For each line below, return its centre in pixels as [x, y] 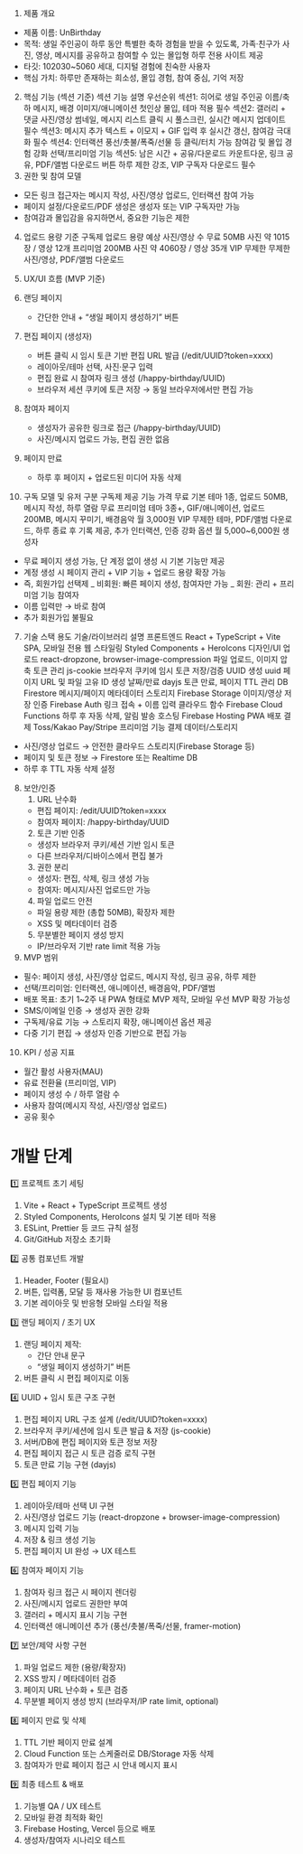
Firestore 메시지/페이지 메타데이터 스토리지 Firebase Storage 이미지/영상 [153, 693]
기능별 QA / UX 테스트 [62, 1806]
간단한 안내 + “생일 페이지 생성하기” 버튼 [108, 317]
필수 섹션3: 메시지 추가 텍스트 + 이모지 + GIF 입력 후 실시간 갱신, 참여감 [148, 131]
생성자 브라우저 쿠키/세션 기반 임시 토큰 [106, 844]
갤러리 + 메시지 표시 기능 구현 [75, 1615]
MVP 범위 [41, 957]
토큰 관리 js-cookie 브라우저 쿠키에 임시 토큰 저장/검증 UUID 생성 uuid [157, 670]
